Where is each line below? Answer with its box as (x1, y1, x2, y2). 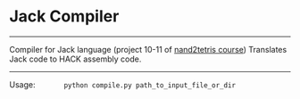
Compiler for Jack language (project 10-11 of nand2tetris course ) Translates (9, 44, 287, 54)
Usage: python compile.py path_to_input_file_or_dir (9, 78, 237, 90)
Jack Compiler (9, 6, 120, 27)
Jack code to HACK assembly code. (9, 54, 142, 64)
